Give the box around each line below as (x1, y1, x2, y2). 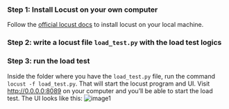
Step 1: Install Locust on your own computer (7, 5, 158, 14)
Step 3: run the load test (7, 57, 90, 66)
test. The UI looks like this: (7, 94, 83, 102)
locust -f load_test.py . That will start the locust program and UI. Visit (7, 79, 210, 88)
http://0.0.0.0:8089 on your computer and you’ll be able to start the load (7, 86, 213, 95)
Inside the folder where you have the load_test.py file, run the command (7, 72, 216, 80)
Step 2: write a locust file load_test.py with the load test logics (7, 38, 222, 48)
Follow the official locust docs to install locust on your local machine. (7, 21, 204, 29)
